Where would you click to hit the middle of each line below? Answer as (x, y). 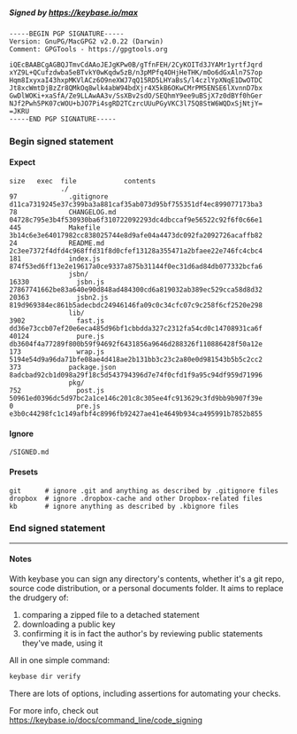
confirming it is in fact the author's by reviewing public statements (142, 633)
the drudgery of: (39, 597)
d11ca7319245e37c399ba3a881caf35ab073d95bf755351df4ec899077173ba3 (136, 205)
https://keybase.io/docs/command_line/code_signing (106, 720)
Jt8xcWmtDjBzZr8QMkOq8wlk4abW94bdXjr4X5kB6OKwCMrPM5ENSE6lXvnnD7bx (136, 88)
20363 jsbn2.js (59, 298)
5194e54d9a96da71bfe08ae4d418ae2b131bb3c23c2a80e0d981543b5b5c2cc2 (136, 360)
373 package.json (63, 368)
